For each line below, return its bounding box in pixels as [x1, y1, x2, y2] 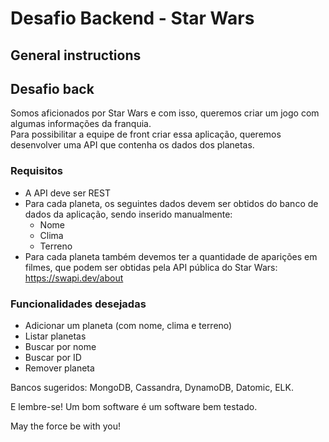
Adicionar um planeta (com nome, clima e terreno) [24, 319, 233, 331]
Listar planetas [24, 330, 87, 342]
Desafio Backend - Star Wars [10, 7, 255, 30]
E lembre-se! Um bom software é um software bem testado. [10, 400, 258, 412]
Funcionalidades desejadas [10, 297, 147, 311]
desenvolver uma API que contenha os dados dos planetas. [10, 139, 255, 151]
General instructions [10, 47, 142, 64]
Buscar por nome [24, 340, 97, 352]
